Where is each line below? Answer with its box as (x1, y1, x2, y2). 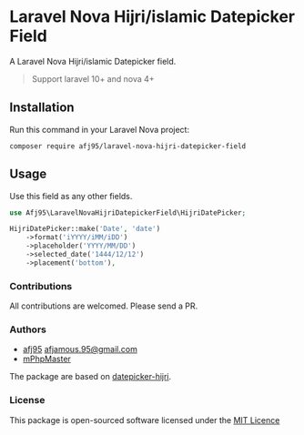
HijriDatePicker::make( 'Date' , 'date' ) (9, 225, 161, 234)
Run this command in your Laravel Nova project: (9, 124, 189, 135)
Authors (9, 323, 47, 336)
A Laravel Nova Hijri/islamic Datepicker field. (9, 56, 177, 66)
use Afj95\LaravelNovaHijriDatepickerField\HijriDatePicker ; (9, 207, 247, 217)
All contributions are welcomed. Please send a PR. (9, 300, 198, 311)
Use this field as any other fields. (9, 190, 133, 201)
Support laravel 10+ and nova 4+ (31, 73, 155, 84)
